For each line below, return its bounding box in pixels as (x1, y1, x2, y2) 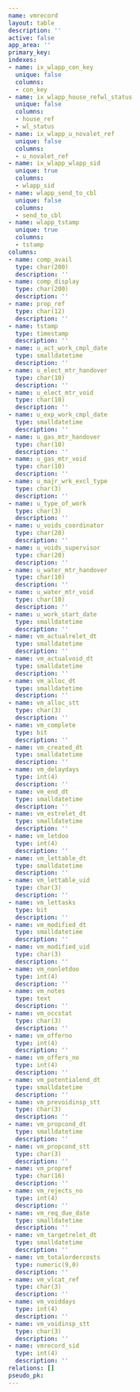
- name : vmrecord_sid (8, 1342, 80, 1350)
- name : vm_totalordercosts (8, 1253, 101, 1261)
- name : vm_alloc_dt (8, 677, 77, 684)
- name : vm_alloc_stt (8, 699, 80, 708)
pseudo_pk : (8, 1371, 44, 1379)
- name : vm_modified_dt (8, 921, 87, 929)
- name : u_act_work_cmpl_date (8, 344, 108, 352)
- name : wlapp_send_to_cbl (8, 188, 97, 197)
